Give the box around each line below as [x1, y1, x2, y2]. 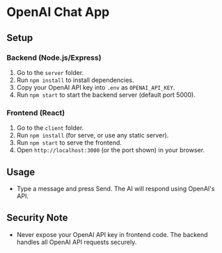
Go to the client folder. [16, 124, 84, 132]
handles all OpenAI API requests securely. [16, 238, 137, 246]
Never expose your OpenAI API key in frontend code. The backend [16, 230, 208, 238]
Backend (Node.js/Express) [6, 53, 102, 63]
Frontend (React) [6, 108, 65, 117]
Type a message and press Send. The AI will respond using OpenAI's [16, 184, 215, 193]
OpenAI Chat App [6, 4, 110, 20]
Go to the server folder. [16, 68, 84, 76]
